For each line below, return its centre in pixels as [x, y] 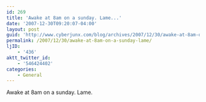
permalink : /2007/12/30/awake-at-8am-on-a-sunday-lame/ [79, 41]
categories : [21, 69]
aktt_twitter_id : [29, 58]
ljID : [13, 47]
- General [30, 75]
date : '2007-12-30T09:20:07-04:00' [52, 23]
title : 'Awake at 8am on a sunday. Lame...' [64, 18]
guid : [13, 35]
